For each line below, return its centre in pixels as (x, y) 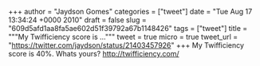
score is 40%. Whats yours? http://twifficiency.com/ (94, 54)
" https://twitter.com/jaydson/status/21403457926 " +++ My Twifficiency (126, 45)
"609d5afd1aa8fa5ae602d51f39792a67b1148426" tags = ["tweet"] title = (128, 28)
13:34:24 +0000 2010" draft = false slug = (77, 20)
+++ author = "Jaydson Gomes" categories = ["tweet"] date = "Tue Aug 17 (130, 12)
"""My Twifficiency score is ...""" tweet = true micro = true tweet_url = (123, 37)
